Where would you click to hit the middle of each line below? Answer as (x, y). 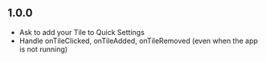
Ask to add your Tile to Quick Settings (82, 32)
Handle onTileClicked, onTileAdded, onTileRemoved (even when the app (139, 41)
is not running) (43, 49)
